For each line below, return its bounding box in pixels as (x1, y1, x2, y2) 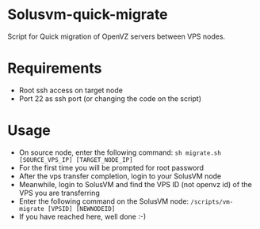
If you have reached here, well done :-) (18, 212, 147, 221)
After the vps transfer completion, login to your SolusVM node (18, 171, 222, 181)
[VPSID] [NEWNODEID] (48, 205, 116, 212)
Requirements (7, 59, 102, 77)
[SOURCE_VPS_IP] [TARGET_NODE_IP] (18, 156, 133, 163)
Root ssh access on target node (18, 85, 124, 95)
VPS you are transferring (18, 188, 100, 197)
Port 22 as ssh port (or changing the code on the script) (18, 93, 201, 103)
